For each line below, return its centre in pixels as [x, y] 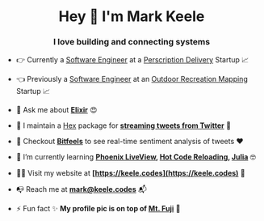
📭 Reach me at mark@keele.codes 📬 [81, 189]
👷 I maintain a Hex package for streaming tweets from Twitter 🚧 [124, 125]
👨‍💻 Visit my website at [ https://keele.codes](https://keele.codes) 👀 [131, 173]
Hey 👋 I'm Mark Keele [132, 17]
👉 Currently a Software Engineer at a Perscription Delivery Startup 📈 [132, 60]
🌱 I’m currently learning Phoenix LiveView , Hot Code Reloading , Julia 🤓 [136, 157]
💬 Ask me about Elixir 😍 [57, 110]
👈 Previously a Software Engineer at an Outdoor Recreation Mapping [132, 79]
